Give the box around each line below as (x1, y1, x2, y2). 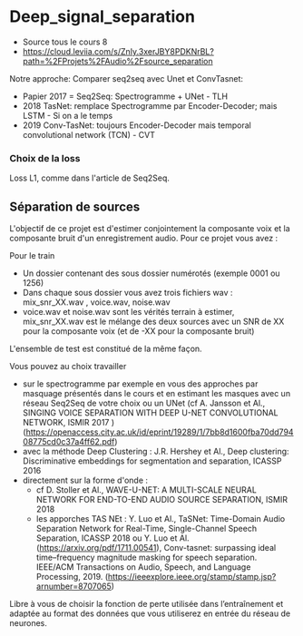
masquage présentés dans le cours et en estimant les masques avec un (22, 388, 291, 399)
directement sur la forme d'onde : (22, 475, 148, 486)
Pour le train (9, 250, 55, 261)
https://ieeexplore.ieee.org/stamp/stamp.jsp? (107, 572, 277, 582)
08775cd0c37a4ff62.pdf (22, 436, 115, 447)
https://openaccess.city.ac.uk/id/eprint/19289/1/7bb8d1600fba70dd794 (25, 426, 294, 437)
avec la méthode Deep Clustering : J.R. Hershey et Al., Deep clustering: (22, 446, 289, 457)
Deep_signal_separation (9, 6, 195, 27)
